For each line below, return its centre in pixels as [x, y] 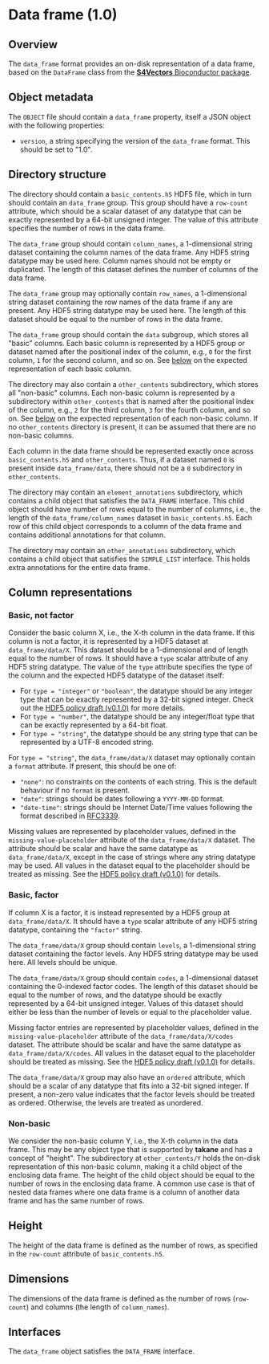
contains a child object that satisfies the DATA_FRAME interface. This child [126, 500]
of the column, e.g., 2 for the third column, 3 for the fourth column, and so [129, 409]
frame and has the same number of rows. [76, 1200]
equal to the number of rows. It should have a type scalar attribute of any [128, 658]
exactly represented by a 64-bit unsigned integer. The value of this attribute [133, 219]
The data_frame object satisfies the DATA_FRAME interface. [101, 1351]
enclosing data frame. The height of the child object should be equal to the [131, 1175]
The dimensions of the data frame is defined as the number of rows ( [122, 1298]
